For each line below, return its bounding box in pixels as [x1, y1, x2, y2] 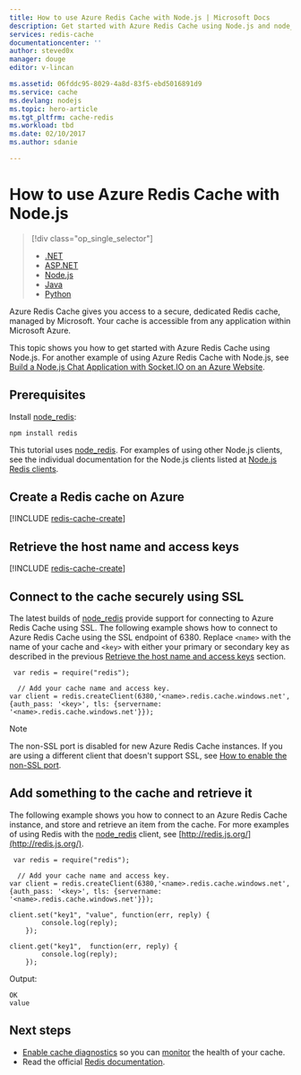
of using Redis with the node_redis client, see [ [9, 828, 182, 839]
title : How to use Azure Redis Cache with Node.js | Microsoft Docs [9, 13, 271, 22]
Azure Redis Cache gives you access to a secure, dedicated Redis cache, [9, 306, 280, 317]
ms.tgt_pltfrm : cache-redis [9, 113, 115, 122]
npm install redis [9, 428, 78, 438]
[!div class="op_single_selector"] [30, 232, 154, 243]
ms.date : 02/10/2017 [9, 129, 87, 139]
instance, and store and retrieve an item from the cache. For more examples [9, 818, 289, 830]
